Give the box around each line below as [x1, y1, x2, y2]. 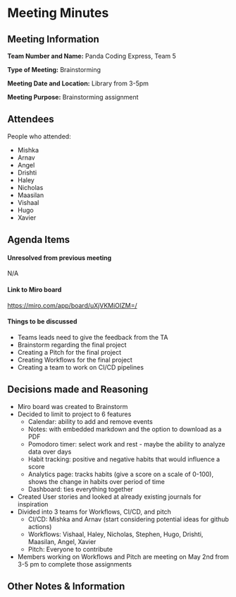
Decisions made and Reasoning [7, 384, 149, 396]
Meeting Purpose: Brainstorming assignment [7, 93, 139, 101]
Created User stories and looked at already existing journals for [17, 492, 202, 501]
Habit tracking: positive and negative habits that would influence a [27, 454, 221, 463]
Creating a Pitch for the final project [17, 348, 122, 356]
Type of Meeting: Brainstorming [7, 66, 101, 73]
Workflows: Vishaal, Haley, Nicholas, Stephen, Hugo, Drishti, [27, 530, 204, 538]
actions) [27, 522, 52, 531]
